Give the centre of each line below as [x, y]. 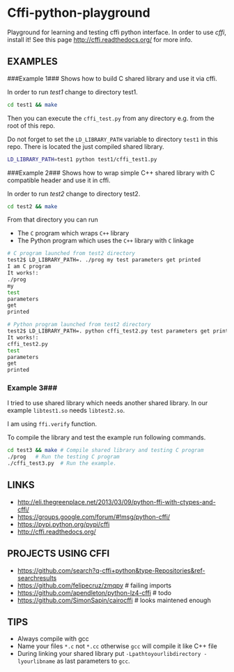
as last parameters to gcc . [93, 661]
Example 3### [32, 388]
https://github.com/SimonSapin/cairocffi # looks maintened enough [114, 600]
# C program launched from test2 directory [71, 254]
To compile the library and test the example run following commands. [107, 437]
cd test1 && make [32, 105]
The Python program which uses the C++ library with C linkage [106, 241]
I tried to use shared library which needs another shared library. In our [108, 403]
